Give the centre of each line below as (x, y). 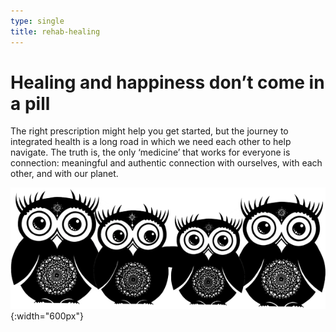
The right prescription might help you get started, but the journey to (149, 131)
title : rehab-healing (55, 31)
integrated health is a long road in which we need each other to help (151, 142)
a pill (30, 103)
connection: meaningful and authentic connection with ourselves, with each (166, 163)
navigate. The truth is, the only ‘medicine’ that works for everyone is (150, 152)
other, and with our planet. (64, 174)
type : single (37, 21)
